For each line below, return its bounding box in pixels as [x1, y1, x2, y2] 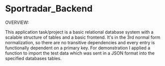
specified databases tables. [5, 55, 62, 61]
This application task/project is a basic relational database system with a [5, 29, 154, 35]
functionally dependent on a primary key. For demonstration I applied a [5, 45, 151, 51]
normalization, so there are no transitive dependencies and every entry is [5, 39, 155, 45]
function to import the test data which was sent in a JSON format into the [5, 50, 155, 56]
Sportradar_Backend [5, 3, 93, 14]
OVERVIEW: [5, 19, 29, 25]
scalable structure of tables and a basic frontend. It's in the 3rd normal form [5, 34, 161, 40]
